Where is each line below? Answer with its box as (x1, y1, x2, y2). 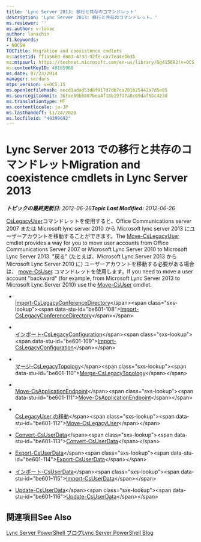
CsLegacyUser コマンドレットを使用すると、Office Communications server (6, 217, 192, 225)
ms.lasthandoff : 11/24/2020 (6, 110, 77, 116)
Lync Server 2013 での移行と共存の (6, 143, 182, 157)
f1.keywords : (6, 37, 39, 43)
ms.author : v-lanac (6, 25, 55, 32)
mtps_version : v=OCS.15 (6, 82, 66, 88)
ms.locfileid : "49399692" (6, 115, 71, 121)
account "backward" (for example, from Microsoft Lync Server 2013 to (6, 275, 181, 282)
